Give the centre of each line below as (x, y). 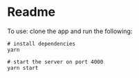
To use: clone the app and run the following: (70, 31)
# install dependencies (41, 43)
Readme (31, 12)
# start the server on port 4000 (55, 62)
